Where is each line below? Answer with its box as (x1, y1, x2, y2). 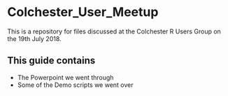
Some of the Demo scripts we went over (17, 81, 134, 89)
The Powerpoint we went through (17, 73, 114, 81)
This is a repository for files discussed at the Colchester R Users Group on (7, 27, 222, 35)
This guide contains (7, 55, 96, 67)
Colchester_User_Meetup (7, 4, 159, 20)
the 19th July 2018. (7, 34, 62, 42)
